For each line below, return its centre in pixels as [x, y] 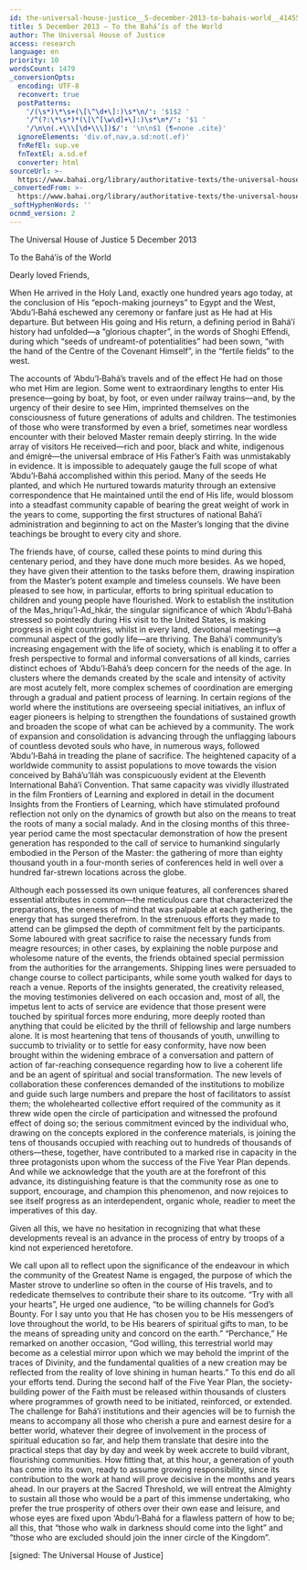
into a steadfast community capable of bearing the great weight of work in [149, 505]
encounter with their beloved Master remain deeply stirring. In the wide [143, 436]
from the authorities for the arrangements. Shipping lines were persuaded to [153, 967]
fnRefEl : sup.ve [48, 145]
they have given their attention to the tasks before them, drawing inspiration [152, 571]
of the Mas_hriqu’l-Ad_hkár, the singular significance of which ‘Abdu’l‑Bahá [151, 610]
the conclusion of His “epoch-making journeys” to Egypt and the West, [143, 302]
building [25, 1392]
